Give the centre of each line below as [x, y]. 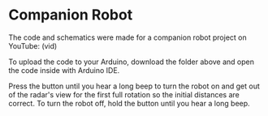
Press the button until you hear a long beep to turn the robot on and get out [134, 86]
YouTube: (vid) [33, 45]
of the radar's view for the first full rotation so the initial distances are [124, 94]
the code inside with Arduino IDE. [64, 70]
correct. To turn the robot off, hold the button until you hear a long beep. [129, 103]
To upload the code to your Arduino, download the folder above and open [131, 62]
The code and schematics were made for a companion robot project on [128, 37]
